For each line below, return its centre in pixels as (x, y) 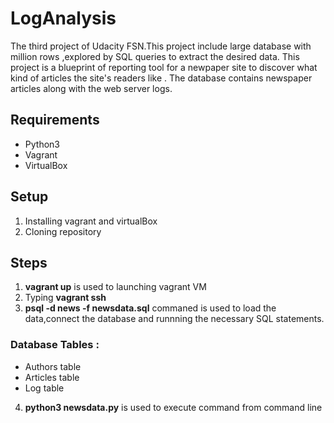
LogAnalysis (63, 18)
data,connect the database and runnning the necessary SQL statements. (174, 319)
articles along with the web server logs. (91, 88)
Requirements (55, 120)
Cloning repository (63, 231)
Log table (44, 388)
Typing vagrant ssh (65, 298)
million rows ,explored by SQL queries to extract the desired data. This (155, 56)
